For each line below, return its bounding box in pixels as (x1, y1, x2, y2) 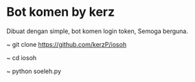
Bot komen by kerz (6, 4, 115, 20)
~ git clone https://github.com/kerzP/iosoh (6, 40, 127, 48)
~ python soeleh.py (6, 67, 62, 75)
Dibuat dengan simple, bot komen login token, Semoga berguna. (6, 27, 188, 35)
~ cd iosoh (6, 53, 37, 62)
